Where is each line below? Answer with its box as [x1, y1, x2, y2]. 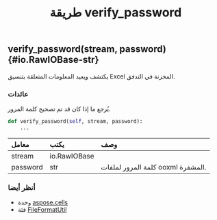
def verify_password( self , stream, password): [8, 118, 143, 124]
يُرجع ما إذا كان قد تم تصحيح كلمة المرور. [8, 105, 112, 113]
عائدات [8, 89, 29, 98]
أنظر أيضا [8, 182, 36, 192]
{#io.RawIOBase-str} [8, 54, 99, 66]
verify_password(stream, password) [8, 43, 166, 55]
